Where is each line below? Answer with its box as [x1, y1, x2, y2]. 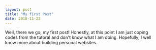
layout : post [5, 7, 32, 12]
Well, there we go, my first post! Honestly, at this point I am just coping [5, 30, 149, 35]
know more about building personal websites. [5, 40, 97, 46]
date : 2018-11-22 [5, 16, 41, 21]
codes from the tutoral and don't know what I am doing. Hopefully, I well [5, 34, 152, 40]
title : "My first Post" [5, 12, 54, 17]
